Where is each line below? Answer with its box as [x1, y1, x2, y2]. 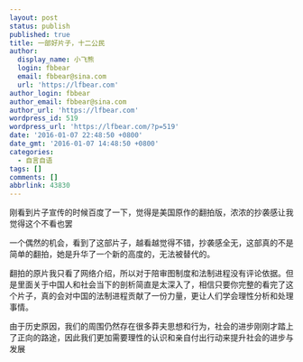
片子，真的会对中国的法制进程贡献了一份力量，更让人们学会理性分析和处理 [16, 291, 294, 302]
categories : [9, 147, 54, 156]
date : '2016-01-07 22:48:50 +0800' [9, 131, 143, 140]
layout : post [9, 13, 59, 23]
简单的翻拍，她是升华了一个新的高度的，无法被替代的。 [9, 249, 215, 260]
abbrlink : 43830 [9, 181, 70, 190]
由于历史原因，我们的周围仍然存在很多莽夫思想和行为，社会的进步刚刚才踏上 [9, 321, 294, 332]
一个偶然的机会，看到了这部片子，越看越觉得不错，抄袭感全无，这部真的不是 [9, 237, 294, 248]
